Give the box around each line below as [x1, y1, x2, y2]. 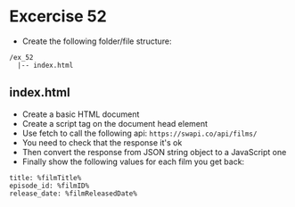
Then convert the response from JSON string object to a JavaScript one [21, 146, 287, 157]
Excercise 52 [9, 6, 107, 27]
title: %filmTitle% [9, 173, 82, 182]
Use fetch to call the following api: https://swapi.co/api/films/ [21, 128, 258, 138]
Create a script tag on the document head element [21, 118, 208, 128]
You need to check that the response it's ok [21, 137, 183, 148]
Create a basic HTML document [21, 109, 140, 120]
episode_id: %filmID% [9, 181, 90, 190]
